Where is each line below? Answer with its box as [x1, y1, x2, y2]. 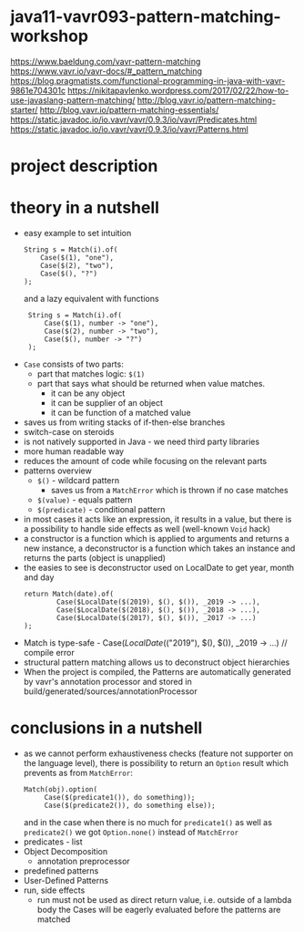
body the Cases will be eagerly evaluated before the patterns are [36, 905, 281, 915]
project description [10, 156, 158, 177]
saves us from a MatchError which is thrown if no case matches [50, 485, 289, 496]
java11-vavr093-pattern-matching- [10, 6, 281, 27]
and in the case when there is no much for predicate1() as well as [23, 817, 272, 827]
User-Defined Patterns [23, 875, 108, 885]
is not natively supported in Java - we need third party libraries [23, 436, 260, 448]
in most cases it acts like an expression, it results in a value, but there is [23, 513, 292, 525]
